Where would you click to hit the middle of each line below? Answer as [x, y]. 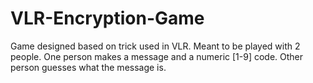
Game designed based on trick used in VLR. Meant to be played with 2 [155, 46]
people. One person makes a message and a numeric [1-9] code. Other [157, 56]
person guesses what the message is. [88, 67]
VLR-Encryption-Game [107, 18]
